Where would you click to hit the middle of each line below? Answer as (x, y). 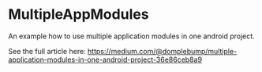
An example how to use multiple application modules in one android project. (131, 36)
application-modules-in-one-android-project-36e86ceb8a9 (105, 59)
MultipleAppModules (79, 14)
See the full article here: (47, 51)
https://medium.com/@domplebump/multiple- (162, 51)
